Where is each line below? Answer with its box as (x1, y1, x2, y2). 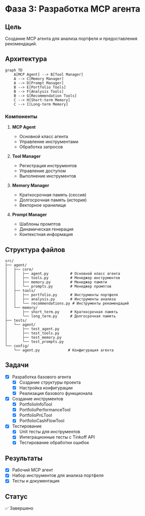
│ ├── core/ (5, 267, 34, 272)
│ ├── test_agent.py (5, 326, 60, 331)
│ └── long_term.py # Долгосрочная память (5, 314, 116, 319)
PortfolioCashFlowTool (19, 418, 64, 424)
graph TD (5, 68, 23, 72)
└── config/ (5, 343, 29, 348)
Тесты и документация (12, 478, 60, 484)
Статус (5, 492, 28, 500)
